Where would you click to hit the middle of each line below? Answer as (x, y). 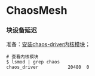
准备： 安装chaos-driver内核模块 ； (48, 44)
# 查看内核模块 (22, 57)
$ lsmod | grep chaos (33, 62)
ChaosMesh (37, 10)
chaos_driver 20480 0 (48, 67)
